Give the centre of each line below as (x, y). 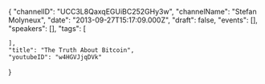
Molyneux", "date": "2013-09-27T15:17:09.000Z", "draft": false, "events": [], (133, 20)
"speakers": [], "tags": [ (47, 28)
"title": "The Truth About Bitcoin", (71, 50)
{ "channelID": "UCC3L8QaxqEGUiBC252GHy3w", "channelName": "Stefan (132, 12)
